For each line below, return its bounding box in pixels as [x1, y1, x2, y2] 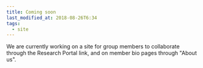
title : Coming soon [6, 9, 56, 15]
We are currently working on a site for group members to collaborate [6, 43, 180, 50]
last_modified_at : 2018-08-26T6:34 [6, 15, 98, 21]
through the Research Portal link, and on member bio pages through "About [6, 50, 197, 57]
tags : [6, 20, 20, 26]
